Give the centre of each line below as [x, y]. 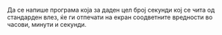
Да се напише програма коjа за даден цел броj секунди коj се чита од [111, 10]
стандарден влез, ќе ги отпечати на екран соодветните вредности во [110, 17]
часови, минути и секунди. [47, 24]
